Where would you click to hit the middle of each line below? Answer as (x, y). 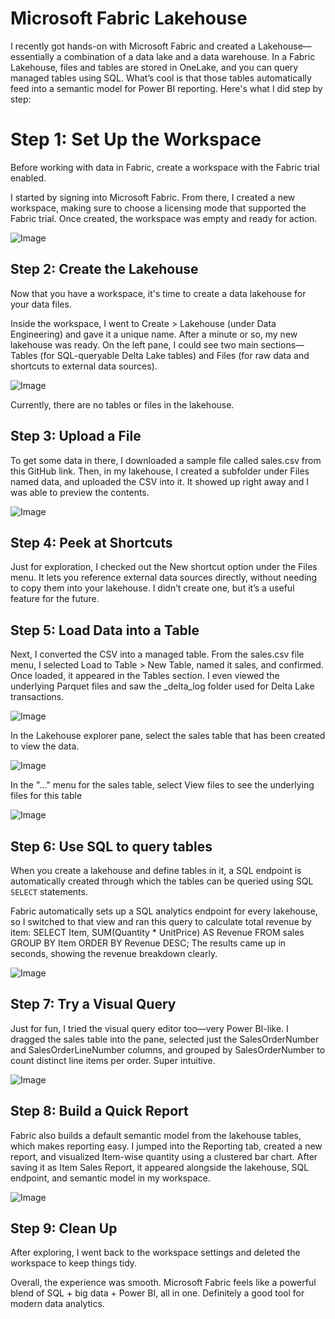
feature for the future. (55, 599)
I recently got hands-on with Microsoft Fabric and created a (133, 46)
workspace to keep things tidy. (74, 1263)
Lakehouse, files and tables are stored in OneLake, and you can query (154, 67)
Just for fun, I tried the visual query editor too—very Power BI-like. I (149, 1028)
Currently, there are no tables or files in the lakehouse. (122, 404)
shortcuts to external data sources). (84, 366)
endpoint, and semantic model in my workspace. (110, 1178)
